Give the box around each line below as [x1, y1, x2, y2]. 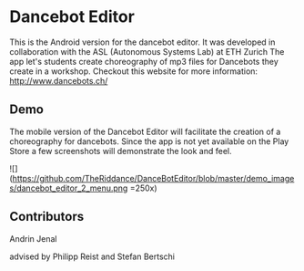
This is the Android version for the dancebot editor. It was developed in [9, 36, 276, 47]
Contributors [9, 209, 85, 224]
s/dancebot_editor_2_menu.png [9, 182, 128, 193]
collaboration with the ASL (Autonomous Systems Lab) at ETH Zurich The [9, 46, 285, 57]
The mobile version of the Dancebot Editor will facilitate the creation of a [9, 126, 281, 137]
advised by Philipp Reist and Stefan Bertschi [9, 251, 176, 262]
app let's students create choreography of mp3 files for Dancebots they [9, 56, 279, 67]
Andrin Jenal [9, 233, 57, 244]
